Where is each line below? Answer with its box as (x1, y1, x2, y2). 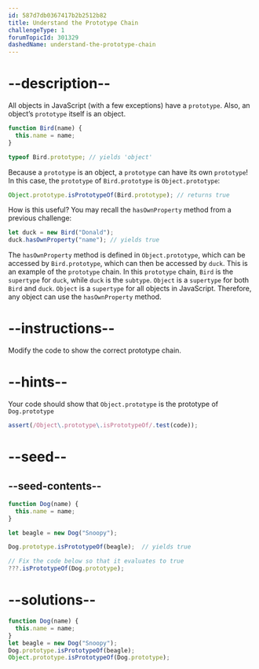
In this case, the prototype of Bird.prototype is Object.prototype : (8, 176, 221, 185)
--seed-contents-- (8, 479, 102, 493)
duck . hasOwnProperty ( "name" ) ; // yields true (8, 236, 159, 244)
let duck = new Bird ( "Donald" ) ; (8, 229, 114, 237)
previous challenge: (8, 213, 72, 223)
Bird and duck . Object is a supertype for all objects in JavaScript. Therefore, (8, 284, 252, 294)
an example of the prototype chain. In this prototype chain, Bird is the (8, 267, 234, 276)
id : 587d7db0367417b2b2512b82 (8, 11, 108, 20)
